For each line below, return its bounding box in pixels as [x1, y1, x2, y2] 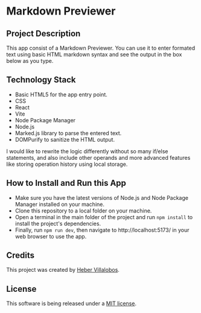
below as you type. [6, 58, 54, 64]
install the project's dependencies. [14, 220, 101, 227]
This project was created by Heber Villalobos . [6, 266, 120, 274]
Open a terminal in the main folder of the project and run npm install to [14, 213, 193, 220]
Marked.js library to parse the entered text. [14, 129, 122, 137]
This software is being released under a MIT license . [6, 300, 137, 307]
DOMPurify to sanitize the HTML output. [14, 136, 115, 143]
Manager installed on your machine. [14, 200, 104, 208]
